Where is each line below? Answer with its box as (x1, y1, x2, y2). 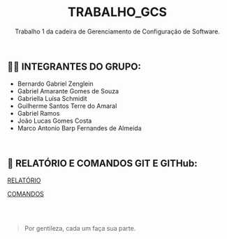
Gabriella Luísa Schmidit (17, 94, 87, 102)
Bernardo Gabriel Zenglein (17, 79, 94, 88)
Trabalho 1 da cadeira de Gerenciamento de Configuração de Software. (15, 27, 220, 36)
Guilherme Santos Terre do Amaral (17, 102, 117, 110)
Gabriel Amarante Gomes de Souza (17, 86, 119, 95)
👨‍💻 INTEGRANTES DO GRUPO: (7, 61, 141, 73)
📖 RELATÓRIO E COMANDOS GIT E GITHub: (7, 157, 198, 169)
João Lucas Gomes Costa (17, 116, 92, 125)
